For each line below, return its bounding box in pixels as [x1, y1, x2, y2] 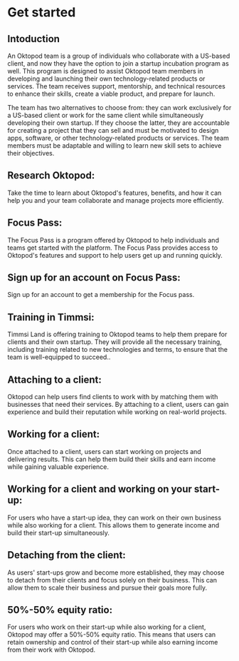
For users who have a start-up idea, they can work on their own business [7, 513, 222, 522]
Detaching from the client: [7, 549, 126, 561]
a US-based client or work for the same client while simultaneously [7, 111, 204, 119]
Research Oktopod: [7, 169, 95, 182]
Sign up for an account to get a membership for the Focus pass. [7, 291, 195, 299]
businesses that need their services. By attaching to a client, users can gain [7, 400, 229, 409]
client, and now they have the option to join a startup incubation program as [7, 59, 229, 68]
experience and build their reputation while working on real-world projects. [7, 408, 227, 416]
